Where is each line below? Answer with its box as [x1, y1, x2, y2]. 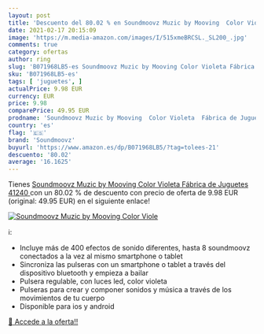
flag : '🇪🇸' [8, 128, 47, 136]
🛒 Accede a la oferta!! [8, 317, 79, 327]
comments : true [8, 41, 58, 49]
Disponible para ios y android [19, 302, 115, 311]
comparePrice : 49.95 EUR [8, 107, 90, 115]
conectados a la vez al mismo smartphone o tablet [19, 251, 183, 261]
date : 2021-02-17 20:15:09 [8, 26, 97, 34]
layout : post [8, 11, 51, 20]
